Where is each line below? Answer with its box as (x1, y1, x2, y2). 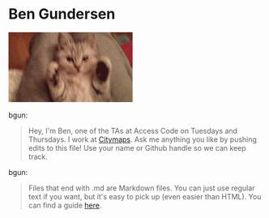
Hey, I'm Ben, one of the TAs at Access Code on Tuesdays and (28, 126, 237, 135)
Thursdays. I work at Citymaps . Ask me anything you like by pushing (28, 135, 258, 144)
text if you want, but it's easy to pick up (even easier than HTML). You (28, 191, 262, 201)
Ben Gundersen (8, 5, 116, 24)
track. (28, 152, 49, 161)
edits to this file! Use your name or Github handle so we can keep (28, 143, 247, 152)
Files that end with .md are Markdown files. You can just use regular (28, 183, 255, 193)
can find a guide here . (28, 200, 102, 210)
